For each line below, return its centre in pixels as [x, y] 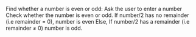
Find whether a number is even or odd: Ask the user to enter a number [94, 9]
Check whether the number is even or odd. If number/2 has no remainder [97, 15]
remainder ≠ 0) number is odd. [44, 28]
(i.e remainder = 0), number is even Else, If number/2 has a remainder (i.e [98, 22]
